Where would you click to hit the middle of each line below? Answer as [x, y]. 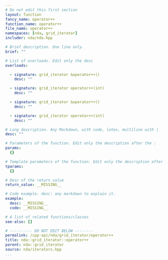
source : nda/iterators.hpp [33, 249]
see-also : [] [19, 222]
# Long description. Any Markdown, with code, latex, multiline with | [82, 129]
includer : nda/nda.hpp [29, 38]
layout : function [23, 15]
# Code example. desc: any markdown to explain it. [60, 194]
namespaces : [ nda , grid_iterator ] [41, 33]
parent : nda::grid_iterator [35, 245]
